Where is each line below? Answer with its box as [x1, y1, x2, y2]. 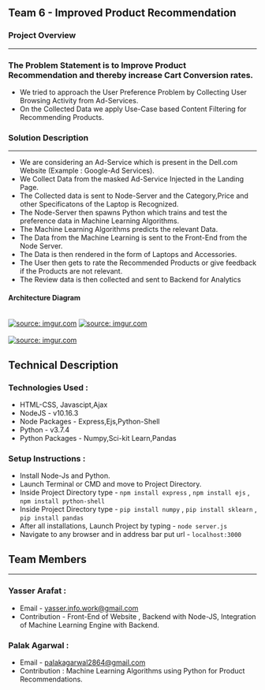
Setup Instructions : [8, 453, 86, 464]
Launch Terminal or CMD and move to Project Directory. [19, 479, 202, 489]
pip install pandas [19, 514, 84, 523]
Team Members [8, 552, 87, 566]
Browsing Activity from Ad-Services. [19, 95, 139, 105]
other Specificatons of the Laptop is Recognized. [19, 200, 179, 209]
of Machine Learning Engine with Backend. [19, 620, 159, 629]
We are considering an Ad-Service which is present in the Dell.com [19, 158, 238, 167]
